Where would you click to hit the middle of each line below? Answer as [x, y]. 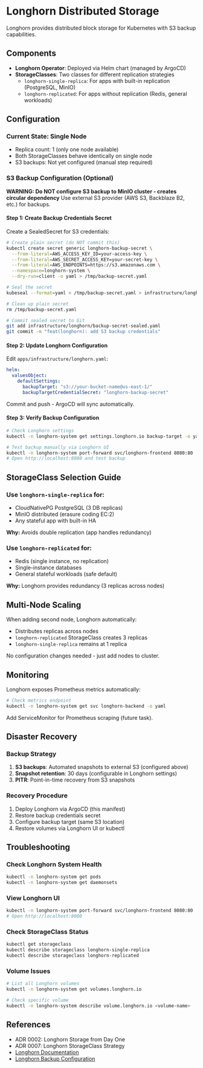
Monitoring [28, 675]
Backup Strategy [31, 754]
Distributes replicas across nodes [56, 631]
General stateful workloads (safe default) [66, 574]
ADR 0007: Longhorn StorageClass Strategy [70, 1046]
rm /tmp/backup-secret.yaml [42, 309]
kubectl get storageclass [39, 944]
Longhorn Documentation [47, 1052]
